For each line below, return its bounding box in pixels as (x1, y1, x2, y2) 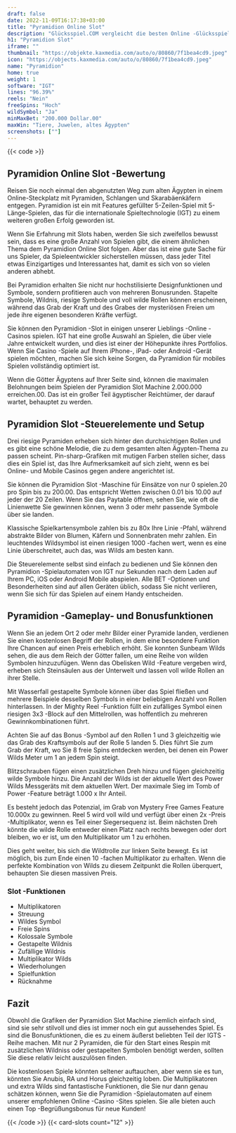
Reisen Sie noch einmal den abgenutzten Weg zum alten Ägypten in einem (7, 186, 223, 195)
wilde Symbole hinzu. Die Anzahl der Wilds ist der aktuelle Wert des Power (7, 774, 223, 783)
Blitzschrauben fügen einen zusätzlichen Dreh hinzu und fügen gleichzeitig (7, 767, 225, 775)
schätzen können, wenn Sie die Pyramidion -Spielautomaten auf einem (7, 1089, 212, 1098)
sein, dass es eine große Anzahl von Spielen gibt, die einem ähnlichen (7, 237, 209, 246)
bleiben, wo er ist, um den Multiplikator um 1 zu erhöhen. (7, 833, 171, 841)
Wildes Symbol (17, 917, 61, 926)
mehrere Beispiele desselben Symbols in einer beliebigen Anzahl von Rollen (7, 694, 227, 703)
